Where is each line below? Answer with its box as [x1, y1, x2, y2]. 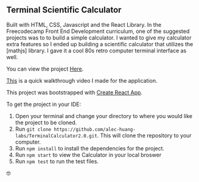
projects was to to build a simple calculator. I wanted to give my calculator [6, 33, 192, 41]
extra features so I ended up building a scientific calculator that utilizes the [6, 40, 194, 47]
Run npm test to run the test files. [15, 158, 99, 165]
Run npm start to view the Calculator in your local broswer [15, 151, 162, 158]
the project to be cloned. [15, 119, 77, 126]
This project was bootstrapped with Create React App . [6, 88, 143, 96]
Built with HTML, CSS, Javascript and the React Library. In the [6, 21, 162, 28]
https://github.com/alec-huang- [54, 126, 136, 133]
